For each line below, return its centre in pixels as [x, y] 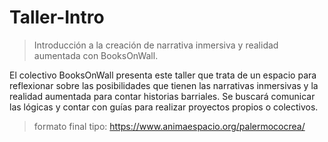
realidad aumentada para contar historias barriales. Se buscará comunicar [162, 96]
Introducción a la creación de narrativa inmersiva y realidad [156, 45]
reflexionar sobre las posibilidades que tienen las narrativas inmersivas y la [164, 85]
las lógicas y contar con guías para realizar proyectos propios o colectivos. [164, 107]
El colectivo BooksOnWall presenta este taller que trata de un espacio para [163, 75]
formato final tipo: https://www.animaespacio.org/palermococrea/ [169, 126]
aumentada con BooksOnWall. [96, 55]
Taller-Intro [57, 17]
